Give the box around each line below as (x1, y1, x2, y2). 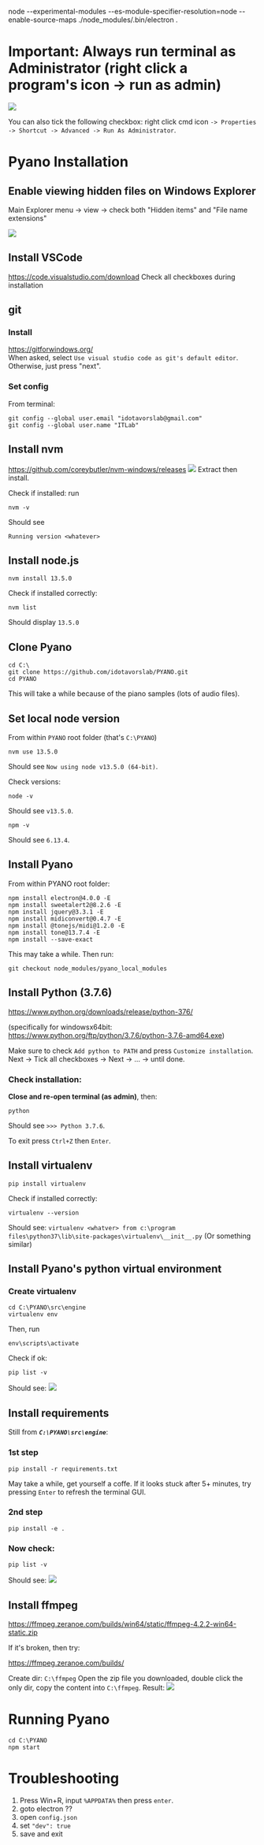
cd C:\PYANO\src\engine (8, 1304, 87, 1311)
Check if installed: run (8, 488, 80, 497)
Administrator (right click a (8, 59, 188, 77)
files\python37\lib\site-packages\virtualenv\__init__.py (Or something (8, 1231, 251, 1241)
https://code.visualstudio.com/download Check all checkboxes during (8, 272, 236, 281)
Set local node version (8, 712, 121, 725)
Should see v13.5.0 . (8, 805, 73, 815)
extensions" (8, 213, 47, 223)
